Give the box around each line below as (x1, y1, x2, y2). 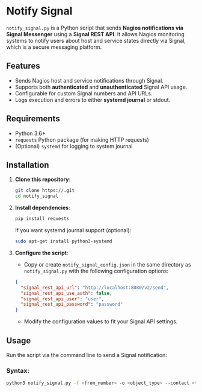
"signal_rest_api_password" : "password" (20, 302, 123, 308)
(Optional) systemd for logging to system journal (14, 142, 133, 150)
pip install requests (14, 216, 69, 222)
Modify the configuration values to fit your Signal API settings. (23, 318, 178, 325)
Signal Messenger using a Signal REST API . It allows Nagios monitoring (6, 30, 185, 37)
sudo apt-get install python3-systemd (14, 238, 112, 244)
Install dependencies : (14, 204, 70, 212)
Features (6, 61, 40, 71)
